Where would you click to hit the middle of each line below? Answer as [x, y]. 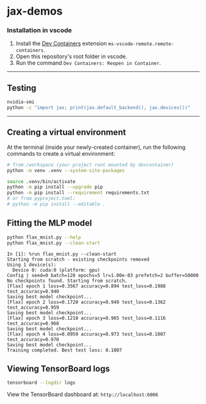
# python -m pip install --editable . [56, 204]
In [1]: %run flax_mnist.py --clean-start [62, 254]
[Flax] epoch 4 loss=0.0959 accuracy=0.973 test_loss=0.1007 [86, 334]
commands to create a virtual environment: [61, 153]
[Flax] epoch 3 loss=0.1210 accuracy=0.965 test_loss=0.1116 [86, 318]
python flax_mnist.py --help [44, 237]
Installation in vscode [39, 31]
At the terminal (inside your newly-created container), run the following [96, 147]
